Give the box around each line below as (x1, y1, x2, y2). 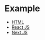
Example (4, 3, 40, 14)
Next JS (11, 29, 28, 35)
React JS (11, 24, 30, 30)
